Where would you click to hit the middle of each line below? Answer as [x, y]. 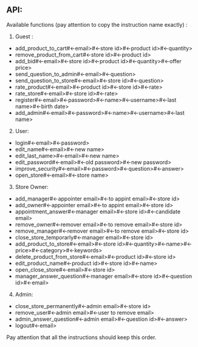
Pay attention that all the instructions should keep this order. [81, 337]
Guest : [24, 36]
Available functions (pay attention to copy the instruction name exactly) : [97, 24]
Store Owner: [32, 187]
